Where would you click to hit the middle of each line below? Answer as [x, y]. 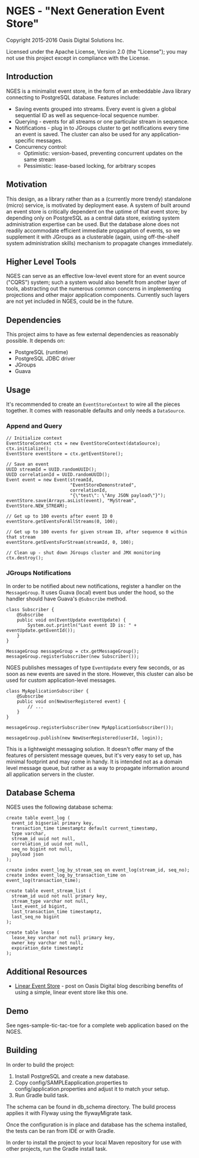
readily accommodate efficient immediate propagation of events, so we [93, 230]
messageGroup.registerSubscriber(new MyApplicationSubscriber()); [90, 727]
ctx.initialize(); [29, 449]
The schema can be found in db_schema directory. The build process [91, 1107]
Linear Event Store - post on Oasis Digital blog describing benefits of [99, 986]
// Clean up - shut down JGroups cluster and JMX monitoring [83, 553]
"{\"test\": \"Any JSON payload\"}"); [118, 496]
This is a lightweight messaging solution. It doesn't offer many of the [90, 749]
